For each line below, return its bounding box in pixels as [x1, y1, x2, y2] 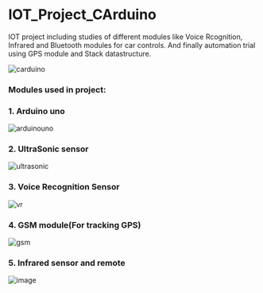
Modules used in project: [8, 84, 106, 95]
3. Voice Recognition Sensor [8, 182, 120, 193]
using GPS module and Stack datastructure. [8, 49, 152, 58]
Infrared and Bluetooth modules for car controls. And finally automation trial [8, 40, 256, 49]
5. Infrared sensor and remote [8, 257, 126, 268]
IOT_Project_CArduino [8, 6, 157, 24]
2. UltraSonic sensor [8, 143, 89, 154]
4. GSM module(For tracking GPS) [8, 219, 141, 230]
